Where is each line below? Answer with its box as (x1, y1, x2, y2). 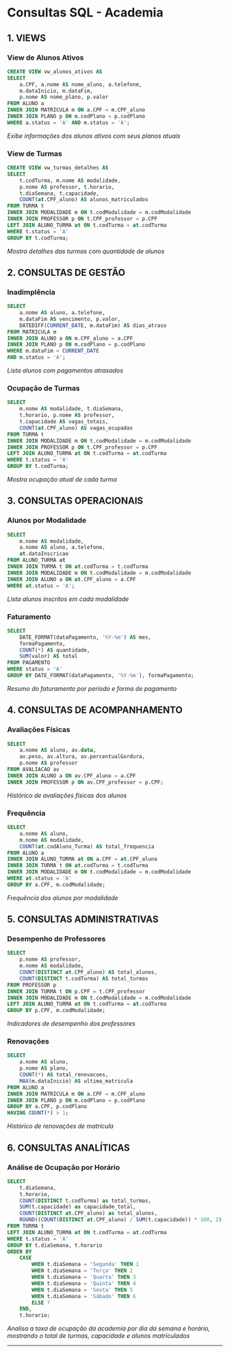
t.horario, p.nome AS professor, (19, 412, 115, 419)
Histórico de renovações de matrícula (7, 1122, 114, 1130)
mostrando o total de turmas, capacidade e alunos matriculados (7, 1332, 190, 1340)
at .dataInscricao (19, 550, 69, 557)
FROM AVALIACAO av (7, 766, 60, 773)
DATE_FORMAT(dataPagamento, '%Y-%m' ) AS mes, (19, 633, 152, 641)
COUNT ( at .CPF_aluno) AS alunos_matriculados (19, 196, 149, 203)
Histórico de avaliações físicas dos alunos (7, 791, 127, 799)
